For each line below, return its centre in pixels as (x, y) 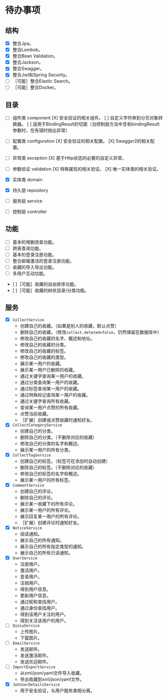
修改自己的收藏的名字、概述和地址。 (57, 338)
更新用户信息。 (35, 595)
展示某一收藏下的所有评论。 (49, 504)
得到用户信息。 (35, 589)
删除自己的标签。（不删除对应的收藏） (58, 468)
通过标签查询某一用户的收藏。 (51, 388)
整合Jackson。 (28, 62)
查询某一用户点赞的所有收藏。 (51, 407)
